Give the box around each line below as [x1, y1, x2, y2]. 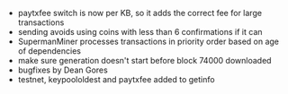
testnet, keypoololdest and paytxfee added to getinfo [17, 74, 215, 84]
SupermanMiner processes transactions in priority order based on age [17, 36, 280, 47]
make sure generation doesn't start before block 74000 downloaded [17, 56, 272, 65]
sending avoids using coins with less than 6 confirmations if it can [17, 27, 263, 37]
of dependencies [17, 46, 81, 56]
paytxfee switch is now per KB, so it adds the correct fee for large [17, 8, 263, 18]
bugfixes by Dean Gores [17, 64, 108, 75]
